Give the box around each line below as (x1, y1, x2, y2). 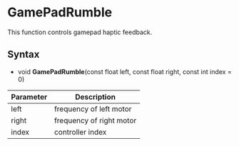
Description (74, 92, 116, 102)
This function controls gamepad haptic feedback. (7, 28, 153, 36)
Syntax (7, 48, 40, 61)
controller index (54, 127, 107, 137)
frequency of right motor (54, 115, 137, 125)
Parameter (11, 92, 48, 102)
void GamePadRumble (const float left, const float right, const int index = (17, 67, 232, 75)
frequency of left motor (54, 104, 132, 114)
